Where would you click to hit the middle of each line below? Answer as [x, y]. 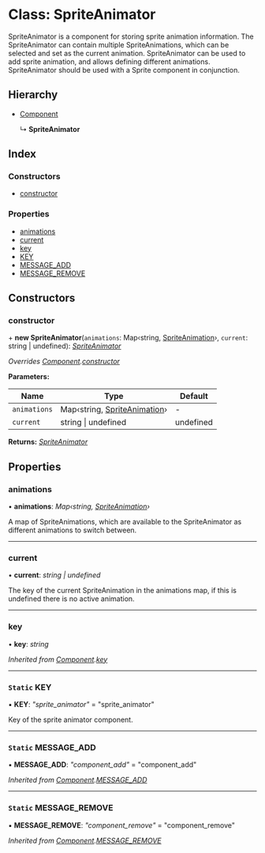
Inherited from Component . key [58, 659]
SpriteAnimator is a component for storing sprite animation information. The [131, 36]
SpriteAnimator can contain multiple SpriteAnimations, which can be [119, 44]
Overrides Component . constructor [64, 362]
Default [194, 396]
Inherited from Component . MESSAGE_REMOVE [85, 840]
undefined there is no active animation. [72, 599]
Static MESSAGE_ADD [52, 747]
